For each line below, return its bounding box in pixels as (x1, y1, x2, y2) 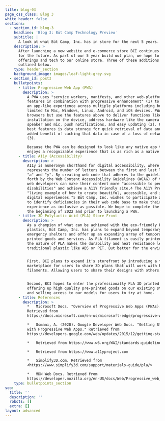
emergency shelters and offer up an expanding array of (27, 231, 144, 237)
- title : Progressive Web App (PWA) (18, 85, 93, 90)
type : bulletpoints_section (14, 381, 71, 385)
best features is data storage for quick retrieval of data (27, 126, 153, 131)
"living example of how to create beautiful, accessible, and (27, 191, 157, 195)
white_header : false (5, 16, 48, 21)
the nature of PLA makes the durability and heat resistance (27, 241, 155, 246)
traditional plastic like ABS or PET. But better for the (27, 245, 148, 251)
